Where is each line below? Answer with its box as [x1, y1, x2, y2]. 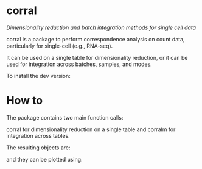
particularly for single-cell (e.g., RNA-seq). [6, 42, 113, 49]
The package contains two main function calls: [6, 113, 124, 121]
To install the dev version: [6, 72, 71, 79]
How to [6, 94, 43, 107]
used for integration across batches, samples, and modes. [6, 60, 152, 68]
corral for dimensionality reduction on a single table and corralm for [6, 126, 176, 133]
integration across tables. [6, 132, 70, 139]
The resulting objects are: [6, 144, 71, 151]
